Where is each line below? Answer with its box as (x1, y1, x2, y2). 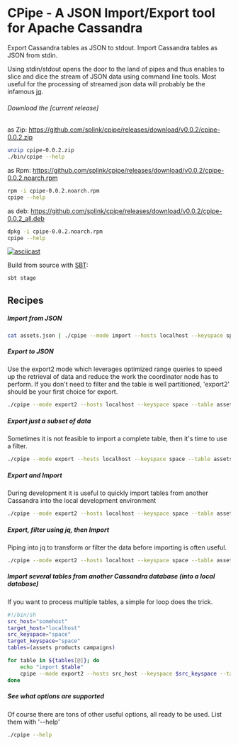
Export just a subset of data (7, 416, 91, 425)
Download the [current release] (7, 103, 99, 112)
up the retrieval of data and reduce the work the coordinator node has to (7, 372, 219, 381)
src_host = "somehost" (7, 618, 69, 625)
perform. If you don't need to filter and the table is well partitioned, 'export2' (7, 380, 230, 389)
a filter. (7, 442, 28, 450)
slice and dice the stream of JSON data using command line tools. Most (7, 72, 217, 81)
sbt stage (7, 275, 37, 282)
